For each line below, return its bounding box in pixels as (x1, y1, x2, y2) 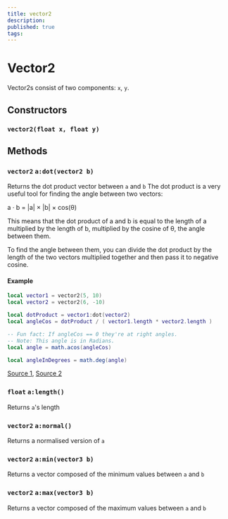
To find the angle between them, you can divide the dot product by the (7, 246, 213, 254)
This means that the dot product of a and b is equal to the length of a (7, 217, 207, 225)
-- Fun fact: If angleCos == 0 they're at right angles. (7, 330, 178, 338)
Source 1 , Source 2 (7, 369, 62, 377)
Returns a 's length (7, 403, 60, 411)
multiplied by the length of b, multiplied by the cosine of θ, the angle (7, 225, 205, 233)
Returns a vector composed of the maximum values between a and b (7, 504, 206, 512)
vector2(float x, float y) (7, 125, 100, 133)
